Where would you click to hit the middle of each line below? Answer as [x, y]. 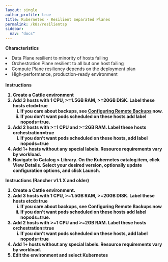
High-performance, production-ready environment [65, 74]
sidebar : [15, 29]
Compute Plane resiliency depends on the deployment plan [74, 69]
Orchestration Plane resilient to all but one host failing [68, 63]
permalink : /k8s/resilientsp [36, 24]
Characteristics [22, 48]
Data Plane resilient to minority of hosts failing [60, 58]
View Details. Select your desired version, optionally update [77, 165]
